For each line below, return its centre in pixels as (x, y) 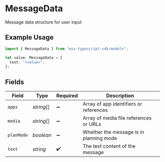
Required (67, 96)
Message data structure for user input (43, 22)
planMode (18, 135)
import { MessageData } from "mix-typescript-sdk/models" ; (67, 49)
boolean (42, 135)
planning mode (100, 139)
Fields (15, 82)
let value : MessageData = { (34, 58)
